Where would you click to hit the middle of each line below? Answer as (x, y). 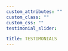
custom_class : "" (28, 17)
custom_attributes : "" (34, 12)
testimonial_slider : (32, 28)
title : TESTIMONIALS (32, 39)
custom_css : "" (25, 23)
